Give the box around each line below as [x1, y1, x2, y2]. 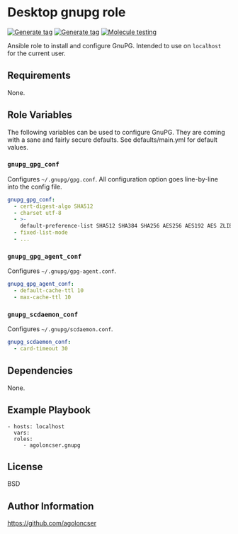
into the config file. [7, 182, 62, 191]
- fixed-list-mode [13, 229, 69, 236]
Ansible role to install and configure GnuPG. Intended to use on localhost [7, 41, 222, 50]
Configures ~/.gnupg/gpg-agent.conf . [7, 267, 117, 275]
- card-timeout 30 [13, 345, 69, 352]
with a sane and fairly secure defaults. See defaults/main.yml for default [7, 135, 218, 144]
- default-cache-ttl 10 [13, 287, 84, 294]
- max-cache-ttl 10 [13, 294, 72, 301]
